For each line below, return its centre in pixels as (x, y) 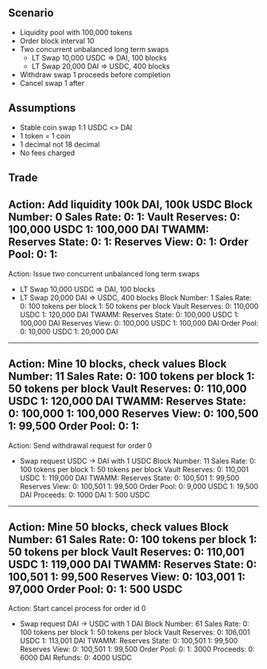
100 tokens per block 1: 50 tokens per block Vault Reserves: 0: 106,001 (135, 632)
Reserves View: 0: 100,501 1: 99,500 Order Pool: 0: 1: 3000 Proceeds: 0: (137, 649)
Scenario (31, 13)
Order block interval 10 (57, 41)
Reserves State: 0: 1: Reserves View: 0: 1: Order (128, 242)
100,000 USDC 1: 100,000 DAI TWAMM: (109, 230)
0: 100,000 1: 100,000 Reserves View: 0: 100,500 (133, 414)
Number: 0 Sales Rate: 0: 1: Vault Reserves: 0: (124, 217)
